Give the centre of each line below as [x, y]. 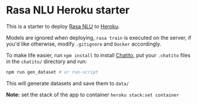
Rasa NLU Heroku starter [68, 10]
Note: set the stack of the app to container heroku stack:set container [93, 95]
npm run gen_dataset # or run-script [52, 72]
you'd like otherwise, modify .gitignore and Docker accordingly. [84, 44]
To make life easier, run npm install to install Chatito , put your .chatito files [98, 55]
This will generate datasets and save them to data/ [68, 83]
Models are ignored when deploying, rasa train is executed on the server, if [99, 37]
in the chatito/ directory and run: [46, 61]
